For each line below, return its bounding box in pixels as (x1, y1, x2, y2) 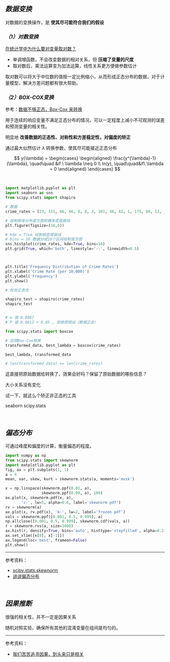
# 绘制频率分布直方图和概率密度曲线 (5, 218, 70, 223)
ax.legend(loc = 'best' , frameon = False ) (5, 538, 87, 543)
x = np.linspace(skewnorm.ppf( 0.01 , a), (5, 486, 92, 491)
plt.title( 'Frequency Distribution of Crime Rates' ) (5, 264, 119, 270)
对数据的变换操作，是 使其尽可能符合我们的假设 (5, 19, 104, 25)
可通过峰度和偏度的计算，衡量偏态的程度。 (5, 443, 94, 449)
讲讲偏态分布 (12, 573, 39, 579)
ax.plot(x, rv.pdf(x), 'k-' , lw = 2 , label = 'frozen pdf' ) (5, 509, 125, 514)
